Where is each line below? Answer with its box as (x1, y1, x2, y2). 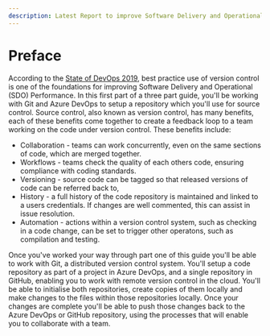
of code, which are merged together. (19, 148, 142, 158)
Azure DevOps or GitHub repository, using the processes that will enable (8, 309, 249, 319)
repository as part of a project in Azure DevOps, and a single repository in (8, 267, 253, 276)
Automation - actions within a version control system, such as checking (19, 217, 257, 226)
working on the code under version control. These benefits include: (8, 124, 231, 134)
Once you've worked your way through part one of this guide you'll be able (8, 250, 257, 259)
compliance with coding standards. (19, 166, 137, 176)
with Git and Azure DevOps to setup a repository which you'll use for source (8, 98, 260, 109)
